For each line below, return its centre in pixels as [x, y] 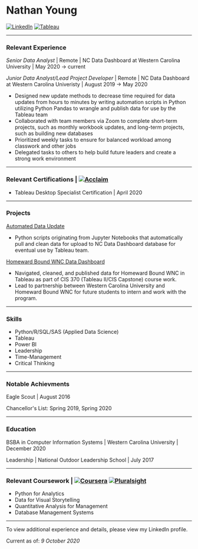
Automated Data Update [35, 226]
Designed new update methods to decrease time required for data [95, 96]
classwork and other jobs [45, 146]
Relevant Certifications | [42, 180]
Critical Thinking [34, 363]
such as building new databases [54, 134]
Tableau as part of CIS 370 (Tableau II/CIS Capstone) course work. [95, 279]
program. [26, 298]
